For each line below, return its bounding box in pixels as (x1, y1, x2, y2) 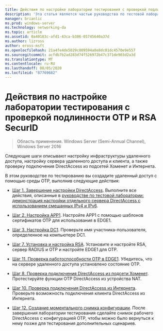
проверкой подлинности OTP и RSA (5, 112, 157, 123)
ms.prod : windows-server (5, 20, 55, 26)
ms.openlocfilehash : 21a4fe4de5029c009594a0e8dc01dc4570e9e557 (5, 48, 136, 52)
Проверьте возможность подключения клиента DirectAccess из (12, 290, 145, 296)
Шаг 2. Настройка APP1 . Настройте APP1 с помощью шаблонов (12, 212, 144, 218)
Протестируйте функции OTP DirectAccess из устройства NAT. (12, 276, 142, 281)
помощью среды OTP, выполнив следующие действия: (5, 178, 120, 184)
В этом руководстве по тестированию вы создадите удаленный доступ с (5, 173, 157, 178)
